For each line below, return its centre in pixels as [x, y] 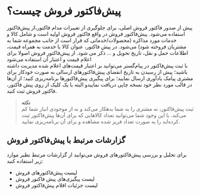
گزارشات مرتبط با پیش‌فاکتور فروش [66, 140]
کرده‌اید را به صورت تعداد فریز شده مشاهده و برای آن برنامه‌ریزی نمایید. [101, 121]
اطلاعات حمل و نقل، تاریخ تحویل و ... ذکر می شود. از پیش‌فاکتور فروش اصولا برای [98, 52]
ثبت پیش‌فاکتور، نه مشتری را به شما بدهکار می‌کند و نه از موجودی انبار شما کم [107, 109]
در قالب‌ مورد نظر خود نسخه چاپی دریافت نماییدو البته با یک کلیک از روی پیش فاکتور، [99, 84]
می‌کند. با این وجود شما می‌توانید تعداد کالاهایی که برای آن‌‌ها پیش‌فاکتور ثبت [104, 115]
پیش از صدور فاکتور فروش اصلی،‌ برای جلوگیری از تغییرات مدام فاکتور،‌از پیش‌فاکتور [100, 27]
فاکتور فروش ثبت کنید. [32, 91]
